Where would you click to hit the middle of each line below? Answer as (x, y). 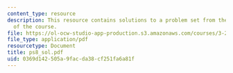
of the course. (35, 26)
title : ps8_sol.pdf (35, 53)
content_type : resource (42, 14)
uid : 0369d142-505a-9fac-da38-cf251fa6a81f (71, 59)
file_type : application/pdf (48, 40)
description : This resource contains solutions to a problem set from (111, 20)
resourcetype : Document (42, 46)
